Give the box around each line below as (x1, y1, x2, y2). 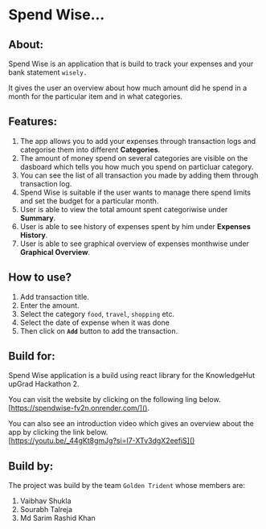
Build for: (8, 350, 55, 363)
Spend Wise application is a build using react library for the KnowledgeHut (8, 371, 256, 380)
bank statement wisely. (8, 68, 88, 77)
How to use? (8, 271, 72, 285)
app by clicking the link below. (8, 428, 108, 437)
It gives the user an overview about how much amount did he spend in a (8, 83, 248, 92)
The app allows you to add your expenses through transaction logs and (19, 136, 256, 146)
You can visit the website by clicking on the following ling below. (8, 395, 221, 404)
